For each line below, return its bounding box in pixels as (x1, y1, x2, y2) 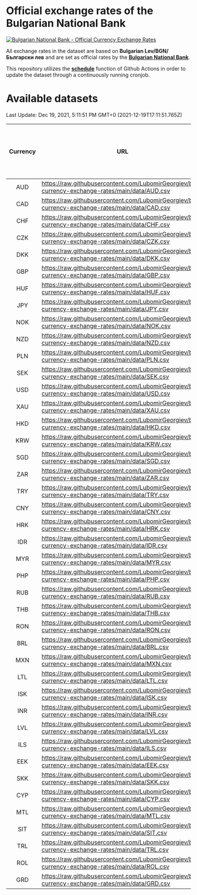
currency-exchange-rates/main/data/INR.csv (41, 710, 168, 718)
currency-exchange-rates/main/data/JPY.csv (41, 304, 169, 313)
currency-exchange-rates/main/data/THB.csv (41, 609, 170, 617)
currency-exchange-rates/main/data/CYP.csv (41, 795, 170, 803)
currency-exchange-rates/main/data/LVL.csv (41, 727, 168, 735)
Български (6, 53, 34, 61)
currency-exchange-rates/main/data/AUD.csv (41, 186, 171, 195)
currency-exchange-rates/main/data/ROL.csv (41, 862, 170, 870)
